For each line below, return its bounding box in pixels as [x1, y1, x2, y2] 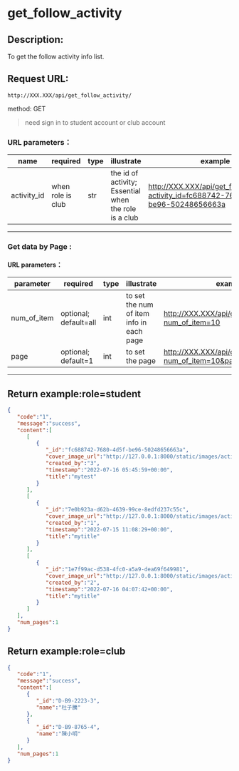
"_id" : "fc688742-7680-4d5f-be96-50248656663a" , [45, 446, 190, 454]
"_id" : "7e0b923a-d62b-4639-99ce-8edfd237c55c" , [45, 506, 190, 514]
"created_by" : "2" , [45, 579, 100, 586]
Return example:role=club [7, 645, 126, 658]
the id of [110, 168, 139, 178]
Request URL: [7, 73, 69, 85]
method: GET [7, 104, 46, 113]
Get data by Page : [7, 242, 73, 252]
